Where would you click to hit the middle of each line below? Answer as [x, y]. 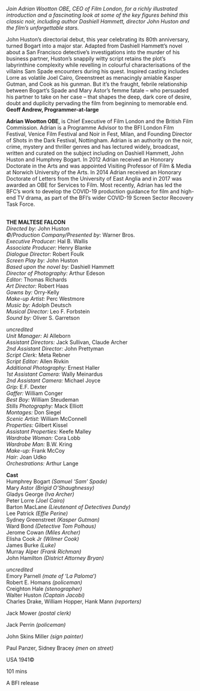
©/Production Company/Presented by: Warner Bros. [71, 235]
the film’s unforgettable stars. [43, 28]
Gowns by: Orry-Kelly [33, 292]
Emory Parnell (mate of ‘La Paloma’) [51, 576]
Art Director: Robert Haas [38, 286]
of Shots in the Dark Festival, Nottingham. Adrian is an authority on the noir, [100, 140]
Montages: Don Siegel [34, 412]
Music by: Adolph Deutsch [39, 305]
